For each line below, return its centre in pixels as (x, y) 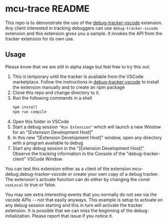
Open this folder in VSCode (41, 121)
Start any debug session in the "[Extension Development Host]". (78, 148)
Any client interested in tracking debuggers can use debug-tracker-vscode (82, 28)
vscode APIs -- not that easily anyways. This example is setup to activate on (84, 200)
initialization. (18, 216)
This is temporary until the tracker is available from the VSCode (78, 77)
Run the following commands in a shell (52, 98)
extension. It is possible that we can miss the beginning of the (69, 210)
